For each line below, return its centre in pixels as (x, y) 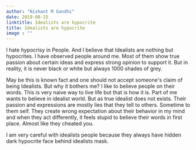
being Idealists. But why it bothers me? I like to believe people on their (90, 86)
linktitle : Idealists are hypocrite (51, 22)
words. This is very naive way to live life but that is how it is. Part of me (92, 93)
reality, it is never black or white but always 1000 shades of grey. (84, 69)
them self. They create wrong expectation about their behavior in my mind (95, 111)
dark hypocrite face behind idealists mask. (58, 141)
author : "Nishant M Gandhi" (40, 11)
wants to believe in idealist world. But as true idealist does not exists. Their (96, 99)
